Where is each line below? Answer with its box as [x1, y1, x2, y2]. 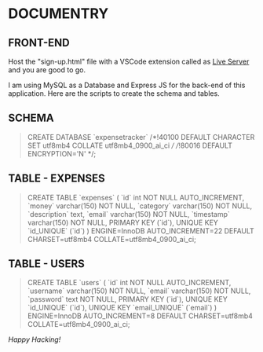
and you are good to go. [8, 65, 86, 75]
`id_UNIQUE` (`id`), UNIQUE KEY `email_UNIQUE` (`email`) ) [27, 303, 217, 313]
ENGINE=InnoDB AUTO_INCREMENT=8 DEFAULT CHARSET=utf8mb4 [27, 311, 254, 321]
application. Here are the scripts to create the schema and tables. [8, 89, 220, 98]
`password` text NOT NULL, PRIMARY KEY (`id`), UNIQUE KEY [27, 295, 228, 304]
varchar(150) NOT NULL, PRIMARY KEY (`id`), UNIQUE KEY [27, 218, 218, 227]
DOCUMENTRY [8, 5, 109, 23]
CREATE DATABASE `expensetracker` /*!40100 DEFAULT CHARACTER [27, 132, 255, 141]
